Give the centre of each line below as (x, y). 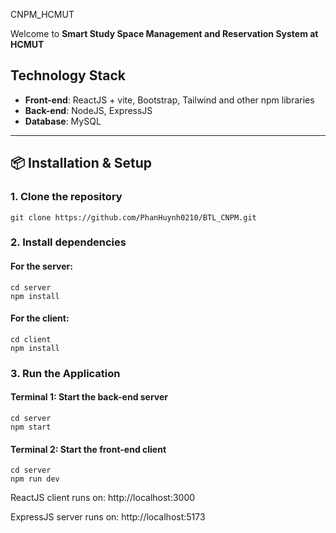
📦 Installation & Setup (81, 163)
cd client (31, 339)
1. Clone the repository (66, 197)
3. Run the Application (65, 373)
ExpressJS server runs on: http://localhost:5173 (108, 517)
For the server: (41, 266)
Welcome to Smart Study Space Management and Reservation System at (164, 33)
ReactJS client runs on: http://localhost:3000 (103, 498)
